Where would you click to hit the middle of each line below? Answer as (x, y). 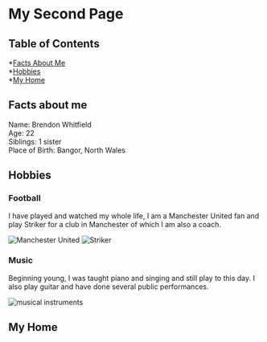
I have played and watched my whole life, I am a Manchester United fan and (134, 216)
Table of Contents (54, 44)
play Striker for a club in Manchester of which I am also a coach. (115, 224)
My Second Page (66, 14)
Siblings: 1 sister (35, 141)
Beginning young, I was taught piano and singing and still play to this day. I (132, 278)
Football (25, 198)
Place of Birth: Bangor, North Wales (67, 150)
